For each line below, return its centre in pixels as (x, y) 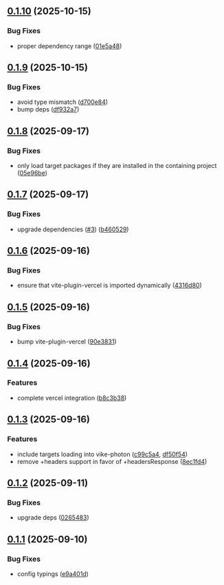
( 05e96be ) (32, 173)
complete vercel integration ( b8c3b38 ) (72, 398)
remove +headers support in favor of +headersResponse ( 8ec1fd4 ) (112, 461)
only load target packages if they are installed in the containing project (117, 166)
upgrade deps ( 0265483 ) (53, 518)
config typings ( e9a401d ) (53, 573)
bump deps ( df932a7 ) (48, 109)
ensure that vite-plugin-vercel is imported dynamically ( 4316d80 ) (110, 286)
